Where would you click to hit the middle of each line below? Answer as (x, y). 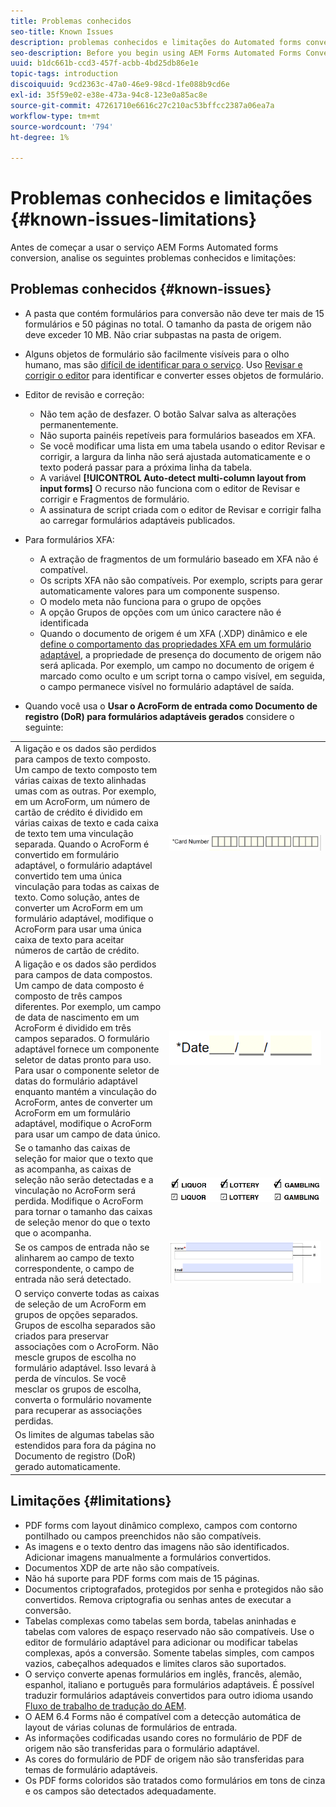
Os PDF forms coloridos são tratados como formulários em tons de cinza (175, 1780)
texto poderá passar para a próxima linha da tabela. (146, 467)
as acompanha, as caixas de (73, 1169)
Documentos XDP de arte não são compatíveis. (122, 1567)
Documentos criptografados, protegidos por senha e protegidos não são (174, 1589)
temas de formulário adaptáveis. (91, 1769)
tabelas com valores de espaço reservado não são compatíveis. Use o (169, 1631)
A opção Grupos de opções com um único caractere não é (160, 612)
